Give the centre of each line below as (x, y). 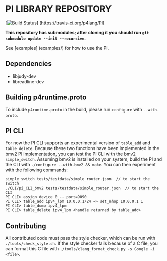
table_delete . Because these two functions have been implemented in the (82, 148)
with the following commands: (37, 170)
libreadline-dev (28, 81)
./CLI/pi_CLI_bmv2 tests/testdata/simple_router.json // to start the (82, 188)
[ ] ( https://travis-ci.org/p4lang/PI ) (55, 23)
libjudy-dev (24, 76)
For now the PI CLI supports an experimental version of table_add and (78, 143)
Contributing (26, 226)
